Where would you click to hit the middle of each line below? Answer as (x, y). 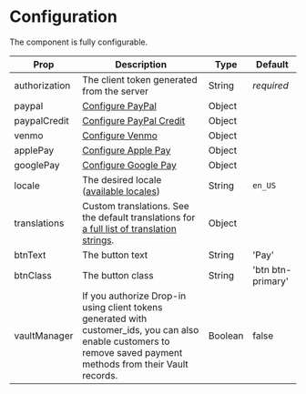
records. (100, 375)
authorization (42, 86)
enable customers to (126, 341)
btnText (30, 255)
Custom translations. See (135, 206)
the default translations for (138, 217)
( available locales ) (121, 191)
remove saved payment (132, 352)
